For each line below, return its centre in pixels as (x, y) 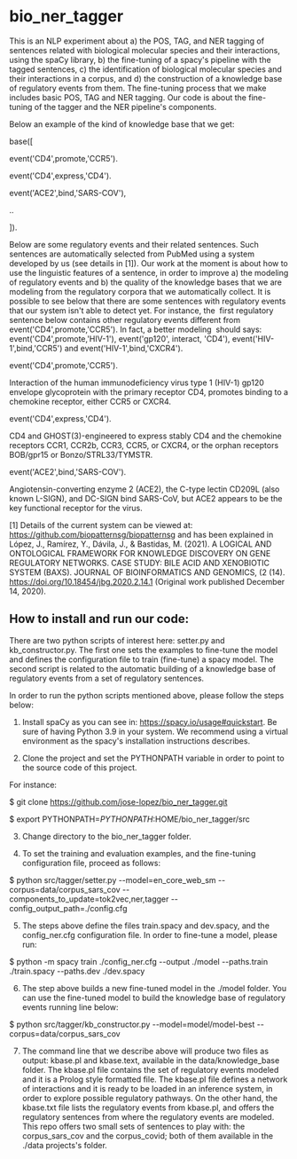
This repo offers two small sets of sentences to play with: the (133, 1126)
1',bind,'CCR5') (36, 348)
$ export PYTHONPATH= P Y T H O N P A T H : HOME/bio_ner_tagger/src (129, 819)
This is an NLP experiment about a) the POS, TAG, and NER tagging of (137, 41)
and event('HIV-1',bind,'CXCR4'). (124, 348)
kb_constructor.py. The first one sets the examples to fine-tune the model (144, 650)
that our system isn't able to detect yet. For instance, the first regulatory (141, 310)
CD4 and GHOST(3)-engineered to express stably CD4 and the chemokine (145, 436)
